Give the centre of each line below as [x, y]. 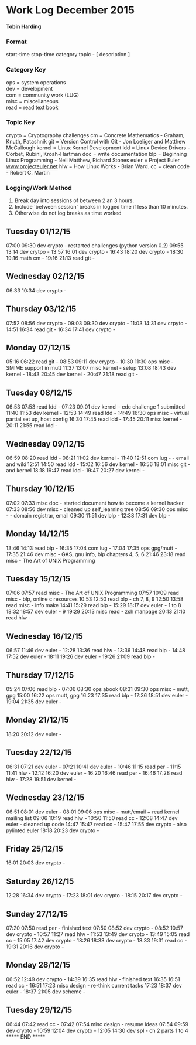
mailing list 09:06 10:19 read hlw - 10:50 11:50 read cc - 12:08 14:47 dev [92, 818]
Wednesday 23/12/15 [45, 798]
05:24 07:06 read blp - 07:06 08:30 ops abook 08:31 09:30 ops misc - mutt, [98, 689]
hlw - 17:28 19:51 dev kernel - [41, 779]
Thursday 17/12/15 [40, 675]
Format [17, 42]
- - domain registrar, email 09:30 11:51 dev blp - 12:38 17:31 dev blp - [88, 515]
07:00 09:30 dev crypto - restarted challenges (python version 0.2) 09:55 [95, 245]
